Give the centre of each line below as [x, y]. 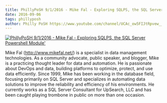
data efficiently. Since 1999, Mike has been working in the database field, [80, 74]
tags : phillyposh [23, 19]
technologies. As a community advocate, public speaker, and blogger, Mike [82, 58]
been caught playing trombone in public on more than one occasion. [75, 95]
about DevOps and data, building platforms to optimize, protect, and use [79, 69]
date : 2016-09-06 [23, 14]
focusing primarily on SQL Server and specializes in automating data [75, 79]
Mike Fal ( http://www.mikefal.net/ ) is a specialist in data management [76, 53]
